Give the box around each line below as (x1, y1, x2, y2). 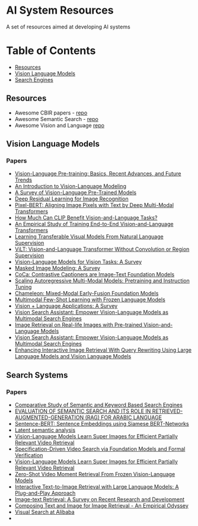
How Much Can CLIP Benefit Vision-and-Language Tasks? (14, 214, 158, 221)
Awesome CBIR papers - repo (14, 109, 88, 116)
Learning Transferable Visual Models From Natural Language (14, 233, 164, 240)
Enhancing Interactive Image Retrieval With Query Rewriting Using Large (14, 346, 192, 353)
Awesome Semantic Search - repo (14, 115, 99, 122)
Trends (14, 176, 33, 184)
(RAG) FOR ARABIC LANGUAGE (85, 414, 162, 421)
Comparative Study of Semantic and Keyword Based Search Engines (14, 401, 183, 409)
